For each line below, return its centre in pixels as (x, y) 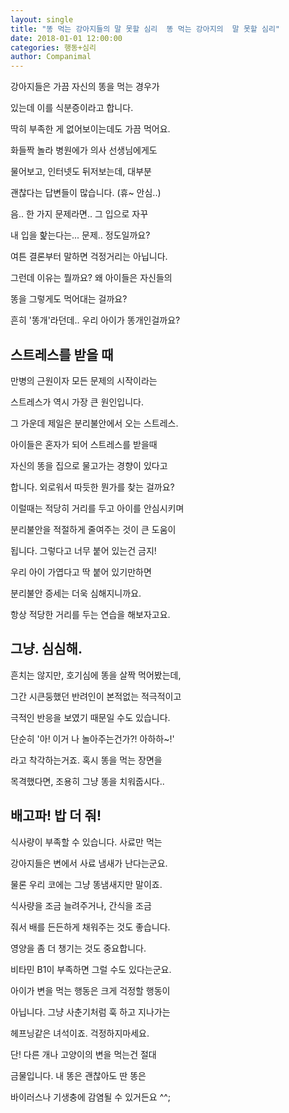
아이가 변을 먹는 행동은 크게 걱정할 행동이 (90, 990)
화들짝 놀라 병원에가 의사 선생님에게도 (84, 150)
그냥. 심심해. (46, 649)
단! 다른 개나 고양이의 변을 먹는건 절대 (83, 1054)
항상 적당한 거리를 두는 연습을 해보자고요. (90, 614)
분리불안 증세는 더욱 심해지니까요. (76, 593)
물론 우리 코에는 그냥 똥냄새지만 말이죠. (86, 884)
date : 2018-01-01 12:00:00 (66, 38)
